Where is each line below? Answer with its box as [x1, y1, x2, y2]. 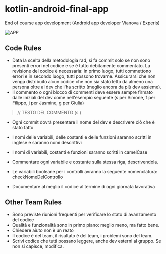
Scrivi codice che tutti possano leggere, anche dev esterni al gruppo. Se [12, 238, 161, 244]
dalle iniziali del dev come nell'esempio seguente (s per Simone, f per [12, 94, 156, 100]
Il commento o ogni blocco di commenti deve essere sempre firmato [12, 89, 153, 95]
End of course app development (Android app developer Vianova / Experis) [5, 20, 160, 26]
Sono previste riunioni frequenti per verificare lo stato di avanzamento [12, 211, 156, 217]
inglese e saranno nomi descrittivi [12, 139, 82, 145]
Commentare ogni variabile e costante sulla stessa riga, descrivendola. [12, 159, 158, 165]
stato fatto [12, 124, 34, 130]
